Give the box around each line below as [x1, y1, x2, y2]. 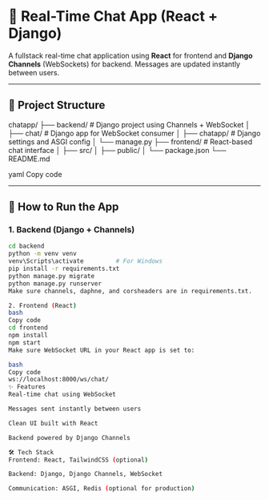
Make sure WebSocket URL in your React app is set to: [8, 346, 195, 354]
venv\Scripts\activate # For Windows [8, 257, 163, 265]
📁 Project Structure [8, 99, 106, 112]
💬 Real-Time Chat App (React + [8, 7, 219, 26]
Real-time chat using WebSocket [8, 390, 116, 399]
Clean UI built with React [8, 419, 98, 427]
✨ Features [8, 383, 46, 391]
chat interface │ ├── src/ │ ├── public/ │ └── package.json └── [8, 145, 227, 155]
